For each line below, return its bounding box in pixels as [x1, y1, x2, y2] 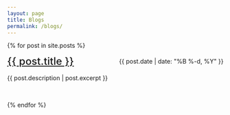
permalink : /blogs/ [7, 23, 63, 29]
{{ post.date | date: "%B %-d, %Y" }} [119, 57, 224, 66]
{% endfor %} [7, 101, 47, 110]
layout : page [7, 10, 45, 17]
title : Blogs [7, 16, 45, 23]
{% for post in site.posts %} [7, 42, 86, 50]
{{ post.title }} [7, 55, 74, 68]
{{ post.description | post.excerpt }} [7, 74, 108, 82]
